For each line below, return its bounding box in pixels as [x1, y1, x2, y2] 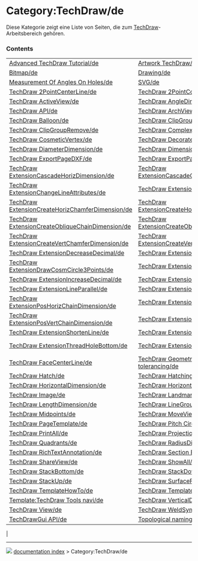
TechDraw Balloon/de [9, 117, 69, 125]
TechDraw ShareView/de [9, 458, 78, 466]
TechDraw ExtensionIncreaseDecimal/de [9, 275, 122, 284]
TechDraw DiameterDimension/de [9, 145, 103, 154]
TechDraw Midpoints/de [9, 410, 76, 419]
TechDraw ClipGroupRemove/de [9, 126, 99, 134]
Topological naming [138, 515, 193, 523]
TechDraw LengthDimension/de [9, 400, 97, 409]
